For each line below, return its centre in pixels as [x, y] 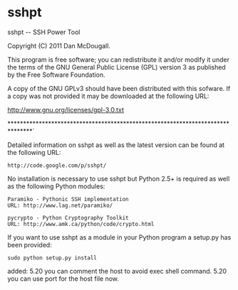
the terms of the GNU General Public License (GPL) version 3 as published [117, 67]
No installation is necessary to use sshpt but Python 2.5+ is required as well [119, 178]
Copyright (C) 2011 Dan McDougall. [59, 45]
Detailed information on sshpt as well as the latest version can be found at [116, 145]
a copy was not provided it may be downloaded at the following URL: [108, 96]
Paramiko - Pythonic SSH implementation [68, 199]
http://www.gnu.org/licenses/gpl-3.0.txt [66, 109]
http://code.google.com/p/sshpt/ [57, 165]
